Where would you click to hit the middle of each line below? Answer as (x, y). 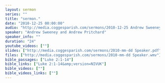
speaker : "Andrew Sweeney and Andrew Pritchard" (56, 32)
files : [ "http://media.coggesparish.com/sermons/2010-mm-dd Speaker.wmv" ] (83, 55)
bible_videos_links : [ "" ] (31, 73)
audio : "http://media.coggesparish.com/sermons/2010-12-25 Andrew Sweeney (83, 28)
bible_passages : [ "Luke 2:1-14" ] (39, 60)
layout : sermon (21, 10)
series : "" (16, 14)
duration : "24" (21, 41)
